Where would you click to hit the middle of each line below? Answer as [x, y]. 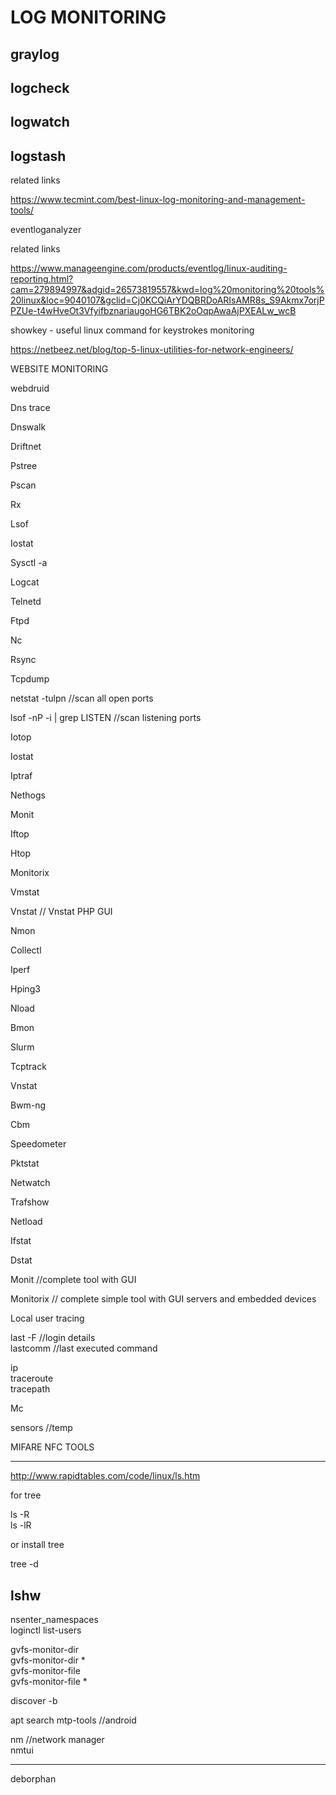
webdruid [30, 388]
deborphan [33, 1778]
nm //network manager [57, 1739]
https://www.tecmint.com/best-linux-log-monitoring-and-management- [158, 200]
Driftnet [26, 447]
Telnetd [26, 602]
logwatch [40, 122]
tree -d [24, 1564]
